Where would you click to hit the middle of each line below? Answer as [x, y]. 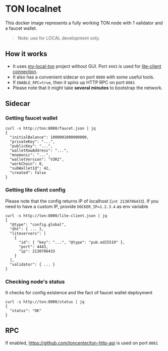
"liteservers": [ [28, 233]
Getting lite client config [35, 190]
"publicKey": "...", [31, 146]
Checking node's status [35, 282]
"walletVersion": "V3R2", [37, 160]
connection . [25, 71]
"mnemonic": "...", [30, 155]
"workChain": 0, [27, 164]
